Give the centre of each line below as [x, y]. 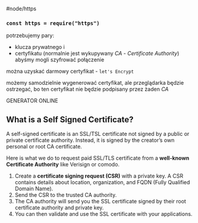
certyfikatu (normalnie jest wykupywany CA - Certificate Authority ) [97, 54]
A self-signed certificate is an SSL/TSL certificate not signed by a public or [98, 134]
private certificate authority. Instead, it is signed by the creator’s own [90, 140]
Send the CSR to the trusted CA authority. [66, 195]
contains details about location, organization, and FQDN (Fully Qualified [102, 182]
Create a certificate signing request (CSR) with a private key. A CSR [99, 176]
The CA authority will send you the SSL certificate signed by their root [100, 202]
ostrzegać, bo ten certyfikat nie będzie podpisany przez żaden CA [87, 89]
